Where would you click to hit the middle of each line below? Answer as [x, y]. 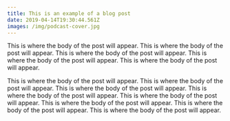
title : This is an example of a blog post [69, 13]
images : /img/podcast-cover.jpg [53, 26]
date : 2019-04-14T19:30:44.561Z [53, 20]
